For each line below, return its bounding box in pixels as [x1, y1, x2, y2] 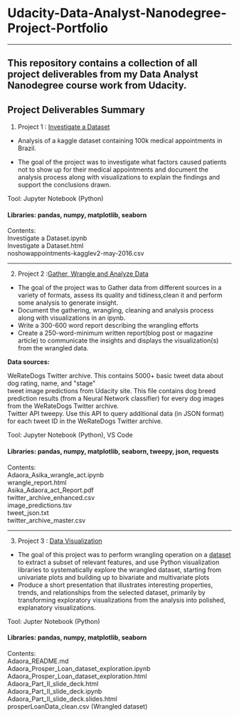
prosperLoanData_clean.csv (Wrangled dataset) [7, 702, 148, 710]
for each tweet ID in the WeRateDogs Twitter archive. [7, 417, 163, 425]
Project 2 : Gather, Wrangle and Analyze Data [17, 269, 149, 279]
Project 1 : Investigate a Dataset [17, 123, 110, 131]
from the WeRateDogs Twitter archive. [7, 402, 119, 410]
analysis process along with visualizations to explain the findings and [17, 173, 221, 182]
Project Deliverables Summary [7, 103, 146, 115]
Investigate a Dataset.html [7, 241, 84, 250]
